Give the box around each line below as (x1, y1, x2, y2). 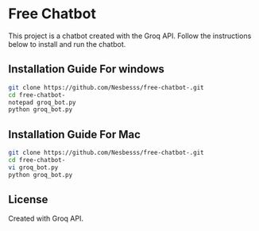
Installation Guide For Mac (8, 128, 141, 141)
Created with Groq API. (8, 214, 83, 223)
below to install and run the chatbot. (8, 39, 126, 48)
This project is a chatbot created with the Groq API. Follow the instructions (8, 31, 252, 40)
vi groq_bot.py (8, 164, 59, 171)
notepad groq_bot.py (8, 98, 77, 106)
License (8, 192, 48, 206)
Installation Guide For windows (8, 63, 165, 76)
